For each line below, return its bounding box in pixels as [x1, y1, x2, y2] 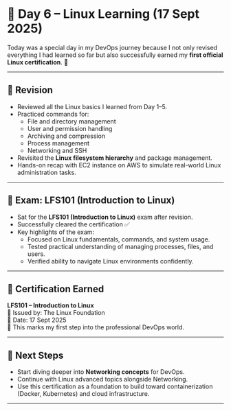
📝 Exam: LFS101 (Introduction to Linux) [7, 195, 175, 207]
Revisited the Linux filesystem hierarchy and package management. [16, 154, 213, 162]
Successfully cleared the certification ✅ [16, 220, 130, 228]
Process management [27, 139, 90, 147]
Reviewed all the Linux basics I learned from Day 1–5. [16, 102, 167, 110]
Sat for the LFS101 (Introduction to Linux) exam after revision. [16, 213, 193, 221]
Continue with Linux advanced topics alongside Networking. [16, 375, 188, 384]
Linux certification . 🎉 [7, 58, 69, 66]
